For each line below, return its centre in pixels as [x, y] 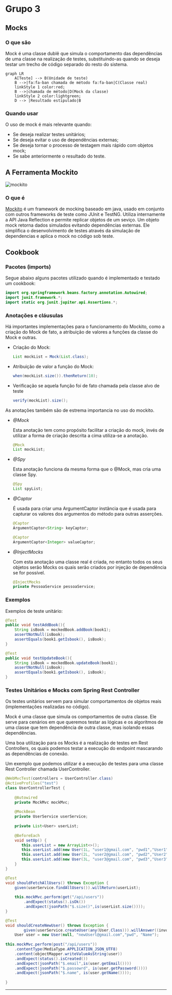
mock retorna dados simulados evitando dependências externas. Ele [78, 225]
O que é [15, 197]
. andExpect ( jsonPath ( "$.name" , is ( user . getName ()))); [73, 973]
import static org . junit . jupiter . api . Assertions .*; [61, 302]
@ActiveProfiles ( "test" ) [32, 783]
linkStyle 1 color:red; [40, 87]
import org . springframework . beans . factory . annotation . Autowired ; [76, 293]
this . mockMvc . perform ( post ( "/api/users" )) [51, 944]
